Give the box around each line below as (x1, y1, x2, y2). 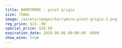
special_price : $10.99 (5, 26, 52, 31)
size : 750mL (5, 12, 30, 17)
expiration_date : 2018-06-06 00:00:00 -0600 (5, 30, 99, 35)
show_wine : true (5, 35, 39, 40)
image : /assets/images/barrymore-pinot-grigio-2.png (5, 16, 117, 21)
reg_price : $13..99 (5, 21, 46, 26)
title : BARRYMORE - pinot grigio (5, 7, 75, 12)
